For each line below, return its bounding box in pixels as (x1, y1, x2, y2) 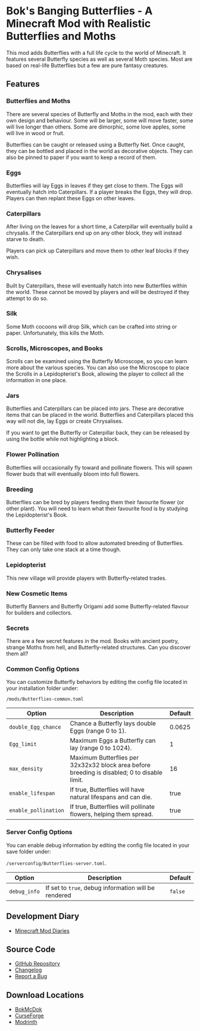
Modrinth (14, 1018, 37, 1026)
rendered (45, 891, 71, 899)
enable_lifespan (9, 790, 55, 797)
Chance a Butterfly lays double (70, 719, 157, 727)
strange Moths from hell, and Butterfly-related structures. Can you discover (6, 644, 191, 651)
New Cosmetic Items (6, 589, 68, 598)
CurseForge (14, 1012, 45, 1019)
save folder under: (6, 848, 51, 855)
